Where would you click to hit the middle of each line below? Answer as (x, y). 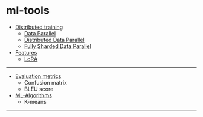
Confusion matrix (46, 82)
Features (26, 52)
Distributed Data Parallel (54, 40)
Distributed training (39, 27)
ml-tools (28, 10)
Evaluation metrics (38, 76)
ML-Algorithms (34, 95)
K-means (35, 101)
